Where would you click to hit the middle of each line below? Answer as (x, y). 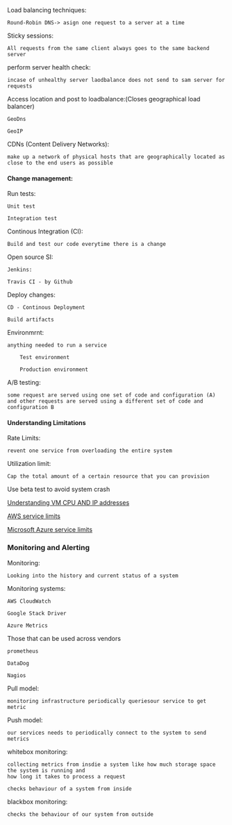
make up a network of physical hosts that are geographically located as (116, 157)
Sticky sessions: (31, 35)
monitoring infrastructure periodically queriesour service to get (107, 701)
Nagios (17, 675)
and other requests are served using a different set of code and (105, 401)
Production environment (54, 370)
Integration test (32, 219)
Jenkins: (20, 270)
